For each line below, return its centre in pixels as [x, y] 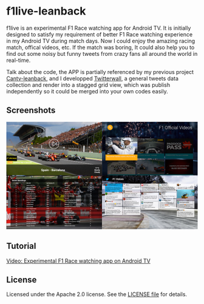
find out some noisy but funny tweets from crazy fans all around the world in [102, 53]
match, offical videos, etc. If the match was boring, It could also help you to [100, 47]
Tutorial [21, 246]
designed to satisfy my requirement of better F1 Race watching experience [100, 34]
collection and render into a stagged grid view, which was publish [88, 85]
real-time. [19, 60]
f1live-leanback [46, 11]
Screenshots [31, 110]
